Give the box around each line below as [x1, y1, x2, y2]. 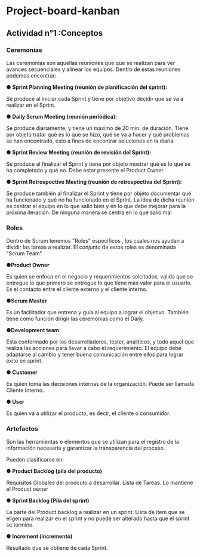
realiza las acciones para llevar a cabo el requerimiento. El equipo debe [6, 345, 182, 352]
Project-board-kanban [6, 4, 121, 18]
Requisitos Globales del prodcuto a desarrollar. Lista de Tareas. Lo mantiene [6, 479, 193, 487]
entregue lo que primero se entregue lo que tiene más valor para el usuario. [6, 279, 192, 287]
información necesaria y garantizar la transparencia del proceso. [6, 444, 165, 451]
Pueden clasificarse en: [6, 456, 64, 463]
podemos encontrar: [6, 72, 57, 79]
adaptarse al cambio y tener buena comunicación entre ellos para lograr [6, 351, 184, 358]
